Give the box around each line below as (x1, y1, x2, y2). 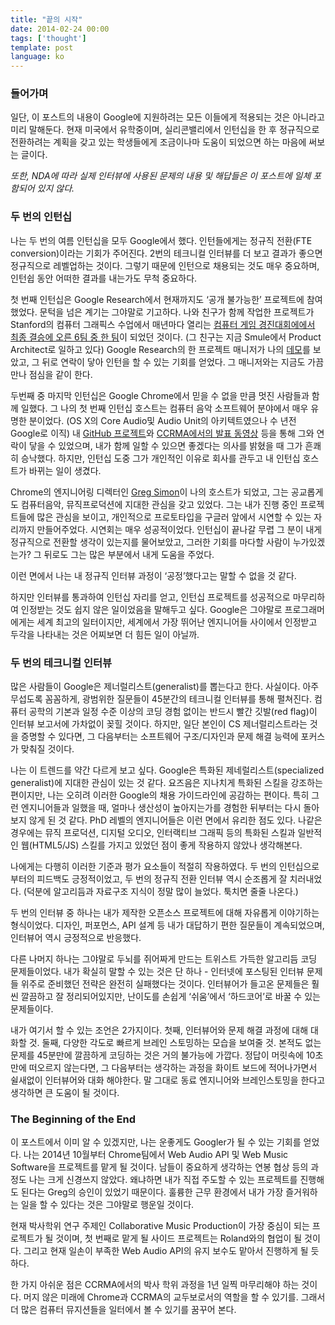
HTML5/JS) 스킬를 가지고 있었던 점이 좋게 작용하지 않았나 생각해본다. (31, 839, 303, 851)
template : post (10, 42, 74, 53)
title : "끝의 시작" (10, 14, 83, 25)
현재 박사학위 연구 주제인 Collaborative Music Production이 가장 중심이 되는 (10, 1220, 310, 1232)
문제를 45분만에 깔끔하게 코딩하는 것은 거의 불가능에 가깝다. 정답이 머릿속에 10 (10, 1049, 316, 1061)
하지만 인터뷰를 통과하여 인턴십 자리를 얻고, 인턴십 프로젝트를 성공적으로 (10, 591, 291, 603)
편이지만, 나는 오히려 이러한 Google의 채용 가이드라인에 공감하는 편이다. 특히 (10, 789, 310, 801)
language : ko (10, 52, 65, 62)
